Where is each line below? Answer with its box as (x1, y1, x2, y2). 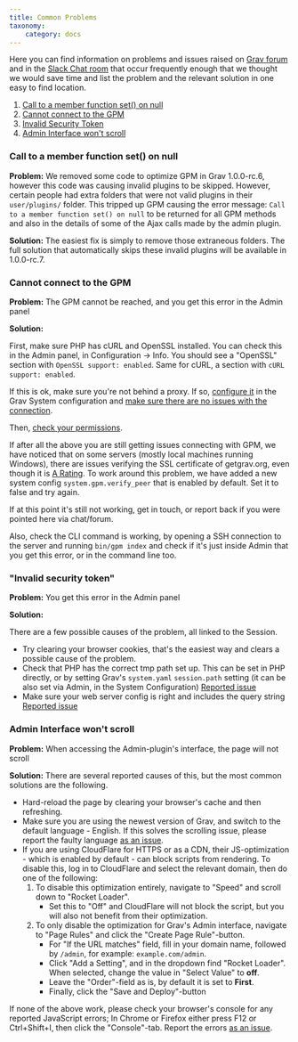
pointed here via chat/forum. (9, 513, 114, 524)
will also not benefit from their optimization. (48, 910, 208, 921)
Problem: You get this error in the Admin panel (9, 592, 181, 603)
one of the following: (21, 872, 98, 883)
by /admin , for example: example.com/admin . (48, 948, 207, 958)
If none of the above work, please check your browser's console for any (9, 1003, 274, 1014)
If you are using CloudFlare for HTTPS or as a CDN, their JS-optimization (21, 843, 290, 855)
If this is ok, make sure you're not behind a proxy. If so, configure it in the (9, 386, 278, 396)
